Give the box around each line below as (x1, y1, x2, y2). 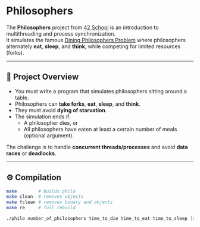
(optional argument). (23, 132, 74, 139)
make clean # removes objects (6, 194, 84, 200)
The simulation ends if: (14, 113, 71, 120)
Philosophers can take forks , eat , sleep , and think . (14, 100, 141, 108)
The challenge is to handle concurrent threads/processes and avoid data (6, 143, 189, 150)
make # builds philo (6, 188, 76, 194)
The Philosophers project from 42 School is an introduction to (6, 24, 159, 31)
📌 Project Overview (6, 72, 79, 82)
